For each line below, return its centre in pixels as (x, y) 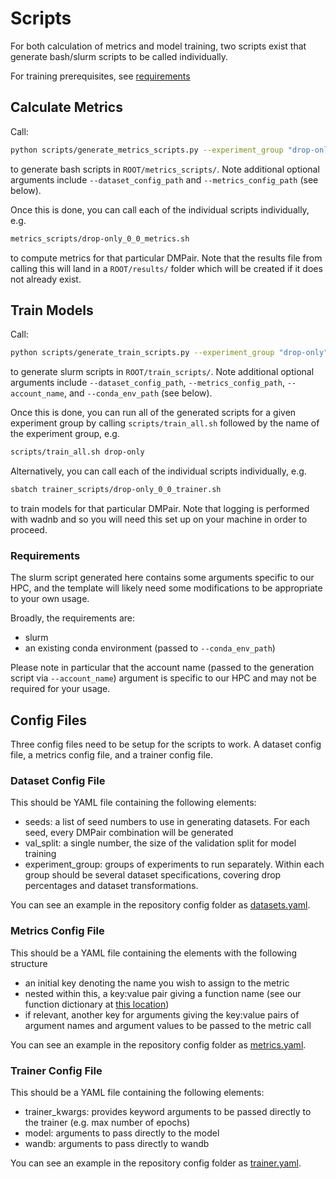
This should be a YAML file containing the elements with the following (153, 953)
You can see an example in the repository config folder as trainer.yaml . (156, 1163)
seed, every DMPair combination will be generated (129, 833)
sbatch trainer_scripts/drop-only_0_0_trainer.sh (116, 490)
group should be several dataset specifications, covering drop (153, 875)
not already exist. (46, 279)
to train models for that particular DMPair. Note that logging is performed (160, 508)
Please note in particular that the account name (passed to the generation (162, 668)
